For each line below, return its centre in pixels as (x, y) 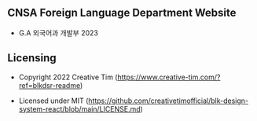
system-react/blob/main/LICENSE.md (79, 108)
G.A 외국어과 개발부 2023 (59, 33)
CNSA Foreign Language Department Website (122, 13)
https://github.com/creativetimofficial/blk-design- (169, 101)
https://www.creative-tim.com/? (169, 77)
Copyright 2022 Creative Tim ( (68, 77)
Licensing (32, 58)
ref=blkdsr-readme (49, 85)
